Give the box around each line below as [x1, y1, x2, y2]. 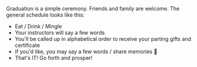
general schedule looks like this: [6, 11, 85, 18]
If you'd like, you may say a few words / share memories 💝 [14, 48, 158, 55]
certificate [14, 42, 40, 49]
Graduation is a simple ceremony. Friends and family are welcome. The [6, 5, 180, 12]
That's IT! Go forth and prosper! [14, 55, 93, 61]
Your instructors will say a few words [14, 29, 105, 36]
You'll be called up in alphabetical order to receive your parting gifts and [14, 36, 192, 42]
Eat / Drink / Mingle [14, 23, 62, 30]
